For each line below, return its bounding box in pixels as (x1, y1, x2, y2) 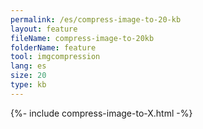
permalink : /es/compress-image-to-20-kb (10, 14, 182, 25)
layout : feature (10, 24, 78, 34)
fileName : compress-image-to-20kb (10, 33, 155, 43)
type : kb (10, 80, 47, 90)
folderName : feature (10, 42, 97, 53)
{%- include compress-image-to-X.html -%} (10, 107, 193, 119)
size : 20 (10, 71, 47, 81)
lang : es (10, 61, 47, 71)
